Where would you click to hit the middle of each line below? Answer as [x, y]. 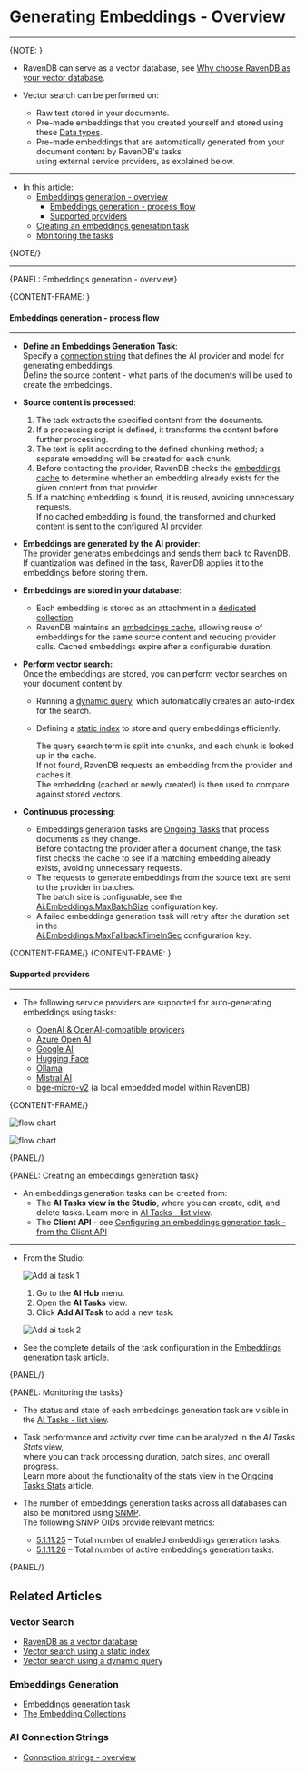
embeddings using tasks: [69, 1012]
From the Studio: [54, 1258]
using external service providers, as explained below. [136, 161]
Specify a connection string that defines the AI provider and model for [153, 356]
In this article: [48, 187]
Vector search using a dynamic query [93, 1661]
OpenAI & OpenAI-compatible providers [110, 1030]
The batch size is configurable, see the [109, 897]
